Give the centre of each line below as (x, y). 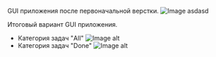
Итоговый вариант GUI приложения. (62, 24)
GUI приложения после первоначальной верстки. (83, 11)
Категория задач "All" (51, 38)
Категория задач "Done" (55, 45)
